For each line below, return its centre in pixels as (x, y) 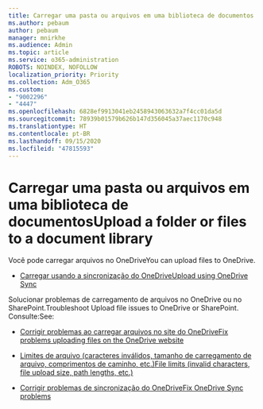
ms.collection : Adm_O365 (49, 82)
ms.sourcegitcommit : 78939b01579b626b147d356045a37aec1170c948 (115, 119)
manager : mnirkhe (37, 38)
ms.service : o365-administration (64, 60)
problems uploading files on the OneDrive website (102, 340)
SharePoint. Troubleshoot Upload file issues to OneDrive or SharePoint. (124, 308)
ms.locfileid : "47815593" (51, 149)
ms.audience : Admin (41, 45)
